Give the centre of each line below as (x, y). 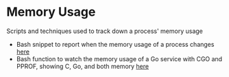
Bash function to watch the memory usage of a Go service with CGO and (119, 58)
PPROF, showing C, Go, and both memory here (82, 66)
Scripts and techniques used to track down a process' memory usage (105, 31)
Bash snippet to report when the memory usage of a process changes (115, 44)
